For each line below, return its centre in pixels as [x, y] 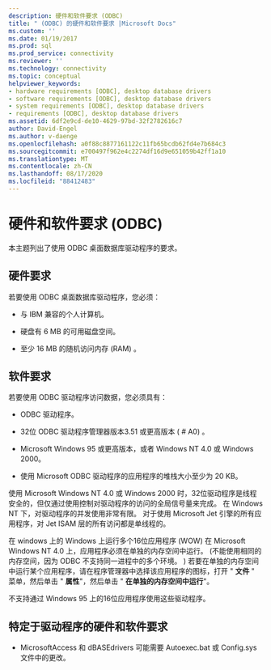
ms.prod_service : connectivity [61, 53]
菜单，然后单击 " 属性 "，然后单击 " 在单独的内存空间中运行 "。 [111, 581]
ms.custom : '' [32, 31]
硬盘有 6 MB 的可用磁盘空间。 [70, 331]
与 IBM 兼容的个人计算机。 [64, 314]
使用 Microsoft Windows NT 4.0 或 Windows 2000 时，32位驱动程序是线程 [133, 494]
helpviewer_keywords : [45, 83]
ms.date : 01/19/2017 [43, 38]
